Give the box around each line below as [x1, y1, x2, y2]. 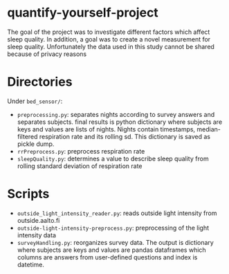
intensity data [17, 230, 57, 239]
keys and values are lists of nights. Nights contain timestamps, [17, 125, 196, 133]
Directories [7, 74, 73, 90]
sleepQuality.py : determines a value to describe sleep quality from [17, 154, 209, 163]
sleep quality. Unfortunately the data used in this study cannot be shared [7, 42, 214, 51]
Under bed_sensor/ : [7, 97, 63, 105]
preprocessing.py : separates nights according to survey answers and [17, 110, 215, 118]
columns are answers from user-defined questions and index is [17, 253, 198, 261]
